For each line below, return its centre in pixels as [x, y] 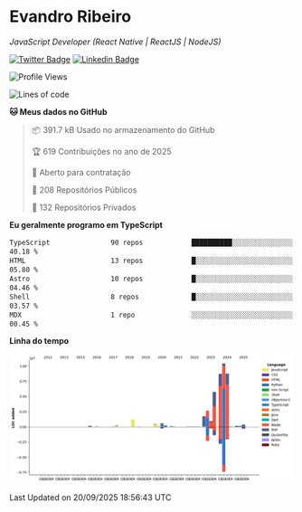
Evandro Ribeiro [71, 17]
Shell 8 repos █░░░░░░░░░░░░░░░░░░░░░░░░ [151, 297]
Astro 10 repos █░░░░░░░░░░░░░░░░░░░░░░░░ [151, 279]
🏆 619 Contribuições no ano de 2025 [101, 151]
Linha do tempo [39, 340]
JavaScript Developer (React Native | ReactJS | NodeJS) [115, 42]
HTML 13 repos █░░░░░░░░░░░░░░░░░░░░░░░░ [151, 261]
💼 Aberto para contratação [81, 172]
